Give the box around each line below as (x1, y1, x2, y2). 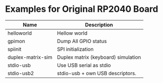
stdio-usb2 (7, 70, 34, 77)
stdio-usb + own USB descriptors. (57, 70, 136, 77)
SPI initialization (57, 45, 94, 52)
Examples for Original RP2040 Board (5, 3, 159, 15)
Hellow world (57, 30, 88, 37)
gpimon (7, 38, 26, 44)
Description (85, 21, 113, 28)
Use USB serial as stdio (57, 62, 111, 69)
